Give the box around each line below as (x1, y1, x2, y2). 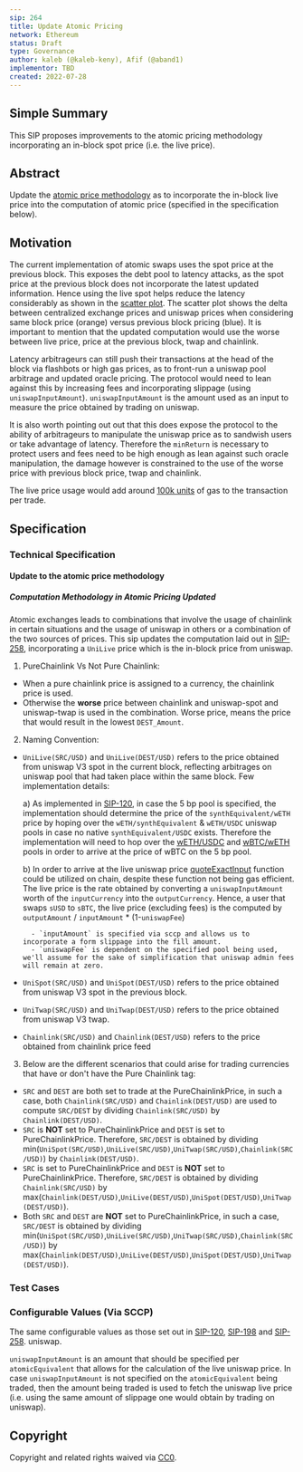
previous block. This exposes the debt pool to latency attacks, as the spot (9, 269, 285, 280)
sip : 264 (9, 13, 43, 23)
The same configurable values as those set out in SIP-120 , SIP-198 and (9, 1326, 273, 1337)
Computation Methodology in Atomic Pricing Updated (9, 591, 216, 602)
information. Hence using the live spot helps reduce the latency (9, 288, 246, 299)
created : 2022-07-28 (9, 72, 88, 82)
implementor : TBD (9, 64, 75, 73)
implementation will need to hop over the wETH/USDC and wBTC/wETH (22, 837, 290, 848)
